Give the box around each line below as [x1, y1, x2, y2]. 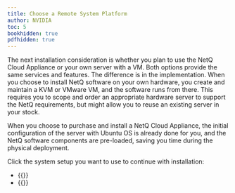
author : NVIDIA [7, 17, 52, 24]
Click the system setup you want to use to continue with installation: [7, 157, 205, 166]
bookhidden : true [7, 29, 58, 37]
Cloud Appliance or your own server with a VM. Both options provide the [7, 63, 218, 72]
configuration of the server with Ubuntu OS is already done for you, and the [7, 129, 227, 138]
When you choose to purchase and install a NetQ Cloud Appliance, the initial [7, 121, 229, 130]
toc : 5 [7, 23, 27, 30]
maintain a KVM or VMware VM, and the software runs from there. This [7, 86, 213, 94]
